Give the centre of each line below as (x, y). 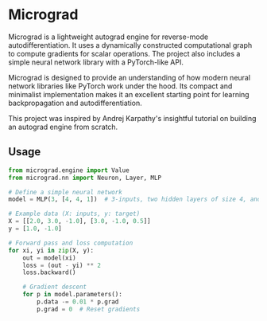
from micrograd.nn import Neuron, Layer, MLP (85, 178)
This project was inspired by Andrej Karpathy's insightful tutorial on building (132, 118)
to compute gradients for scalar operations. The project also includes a (124, 53)
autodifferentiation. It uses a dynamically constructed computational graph (130, 45)
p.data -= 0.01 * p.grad (78, 302)
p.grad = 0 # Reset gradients (89, 309)
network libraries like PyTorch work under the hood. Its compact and (120, 86)
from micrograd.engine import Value (69, 170)
